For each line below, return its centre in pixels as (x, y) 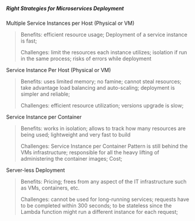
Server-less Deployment (36, 170)
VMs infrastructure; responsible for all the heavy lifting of (90, 152)
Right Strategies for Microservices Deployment (65, 8)
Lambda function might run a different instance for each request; (99, 212)
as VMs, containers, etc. (50, 188)
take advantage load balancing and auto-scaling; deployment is (97, 87)
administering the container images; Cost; (71, 158)
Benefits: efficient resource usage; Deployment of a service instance (104, 34)
